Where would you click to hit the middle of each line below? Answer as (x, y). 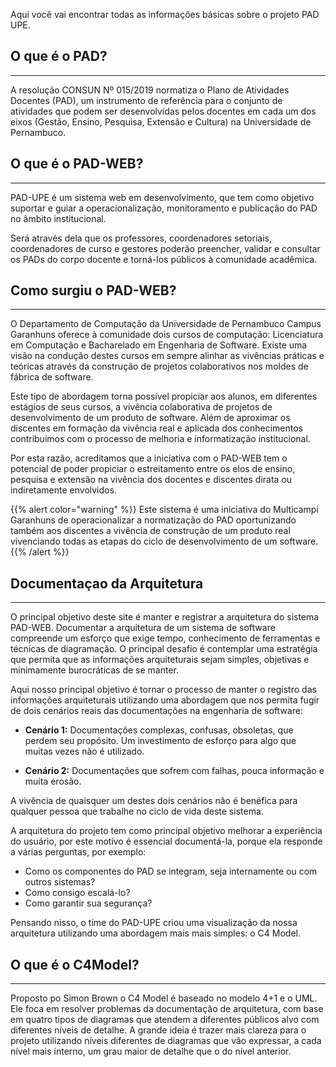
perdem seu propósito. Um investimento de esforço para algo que (160, 741)
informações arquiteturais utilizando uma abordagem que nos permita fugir (165, 700)
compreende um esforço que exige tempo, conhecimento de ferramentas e (165, 638)
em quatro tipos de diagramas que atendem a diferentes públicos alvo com (165, 1020)
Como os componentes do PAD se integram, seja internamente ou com (171, 871)
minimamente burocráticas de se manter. (94, 670)
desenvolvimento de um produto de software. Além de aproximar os (150, 418)
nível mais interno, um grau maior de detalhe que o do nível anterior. (151, 1051)
